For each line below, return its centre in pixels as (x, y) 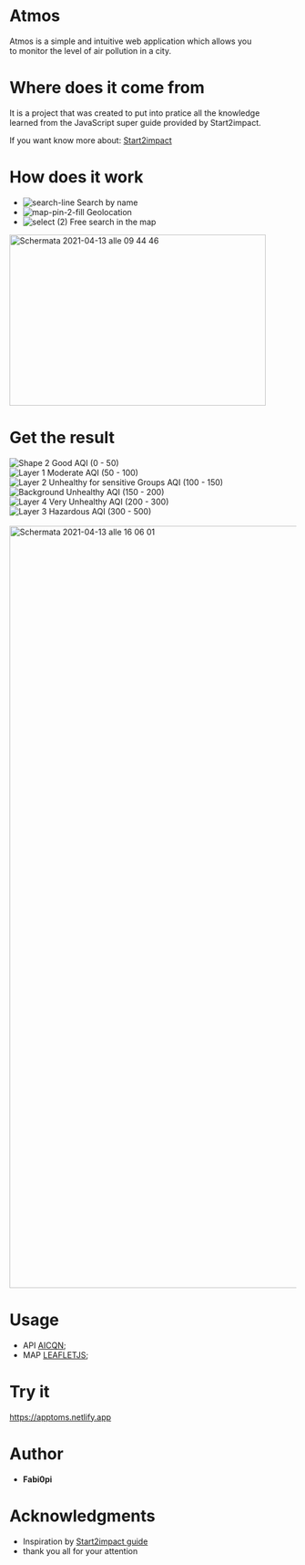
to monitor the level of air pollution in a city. (90, 50)
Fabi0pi (37, 1479)
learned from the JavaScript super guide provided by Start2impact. (135, 122)
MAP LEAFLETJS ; (56, 1354)
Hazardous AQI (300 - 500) (100, 511)
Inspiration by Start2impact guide (85, 1541)
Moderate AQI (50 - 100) (93, 472)
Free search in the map (113, 222)
